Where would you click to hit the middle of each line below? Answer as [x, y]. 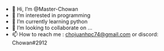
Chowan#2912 [29, 43]
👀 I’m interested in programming [51, 15]
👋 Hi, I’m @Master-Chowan [45, 9]
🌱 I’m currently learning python [50, 21]
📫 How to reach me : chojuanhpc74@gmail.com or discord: [85, 34]
